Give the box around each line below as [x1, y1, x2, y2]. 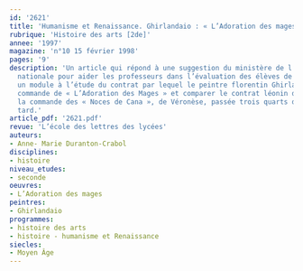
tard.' [17, 106, 42, 115]
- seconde [9, 173, 47, 182]
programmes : [9, 214, 54, 224]
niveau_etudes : [9, 164, 67, 173]
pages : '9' [9, 55, 50, 64]
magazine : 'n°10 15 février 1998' [9, 47, 140, 56]
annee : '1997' [9, 38, 63, 48]
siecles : [9, 240, 42, 249]
